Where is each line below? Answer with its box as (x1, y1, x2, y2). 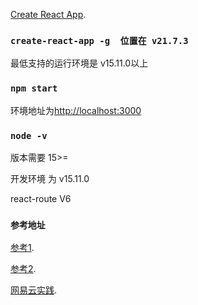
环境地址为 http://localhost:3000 (10, 104, 142, 116)
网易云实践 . (10, 284, 58, 296)
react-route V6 (10, 192, 72, 204)
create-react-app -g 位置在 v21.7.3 (10, 35, 189, 46)
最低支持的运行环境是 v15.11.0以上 (10, 57, 149, 69)
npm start (10, 83, 58, 94)
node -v (10, 130, 48, 141)
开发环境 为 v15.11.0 (10, 172, 90, 184)
